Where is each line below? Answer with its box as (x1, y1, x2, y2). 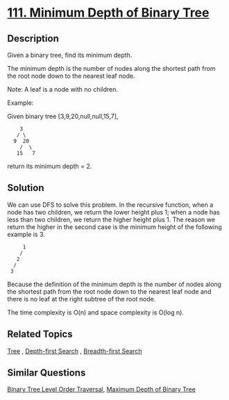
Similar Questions (7, 367, 86, 379)
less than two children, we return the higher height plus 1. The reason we (7, 215, 215, 224)
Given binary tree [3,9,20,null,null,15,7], (7, 112, 119, 120)
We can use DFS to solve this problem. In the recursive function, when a (7, 200, 214, 209)
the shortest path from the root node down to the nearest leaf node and (7, 287, 212, 296)
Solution (7, 182, 44, 194)
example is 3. (7, 230, 45, 238)
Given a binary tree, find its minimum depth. (7, 51, 133, 59)
